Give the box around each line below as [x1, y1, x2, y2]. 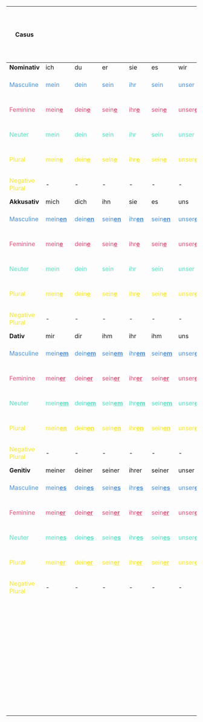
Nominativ [9, 63, 40, 71]
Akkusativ [9, 197, 39, 206]
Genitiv [9, 466, 31, 474]
